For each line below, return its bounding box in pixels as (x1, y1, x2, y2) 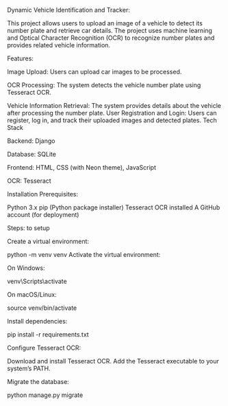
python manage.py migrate (7, 391, 84, 399)
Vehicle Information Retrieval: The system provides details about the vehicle (7, 102, 221, 109)
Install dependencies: (7, 317, 68, 325)
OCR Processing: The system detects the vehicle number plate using (7, 81, 201, 89)
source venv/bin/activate (7, 304, 77, 312)
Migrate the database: (7, 378, 70, 385)
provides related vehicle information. (7, 41, 111, 49)
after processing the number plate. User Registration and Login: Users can (7, 109, 217, 117)
